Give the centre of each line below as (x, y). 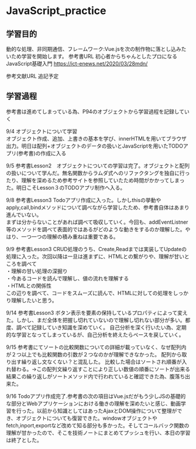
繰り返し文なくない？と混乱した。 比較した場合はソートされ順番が (102, 362)
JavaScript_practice (56, 11)
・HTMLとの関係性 (29, 286)
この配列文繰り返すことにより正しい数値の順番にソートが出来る (114, 369)
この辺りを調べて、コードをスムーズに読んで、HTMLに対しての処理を (90, 293)
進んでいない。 (24, 214)
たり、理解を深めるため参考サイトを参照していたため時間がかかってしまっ (95, 180)
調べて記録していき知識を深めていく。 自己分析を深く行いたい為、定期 (101, 327)
